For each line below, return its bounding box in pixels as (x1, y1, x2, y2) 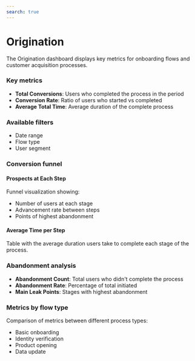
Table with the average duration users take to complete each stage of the (6, 240, 190, 247)
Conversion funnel (6, 160, 62, 168)
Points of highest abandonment (15, 213, 94, 220)
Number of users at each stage (15, 200, 93, 207)
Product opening (15, 342, 58, 349)
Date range (15, 132, 44, 139)
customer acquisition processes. (6, 61, 88, 68)
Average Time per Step (6, 226, 65, 233)
